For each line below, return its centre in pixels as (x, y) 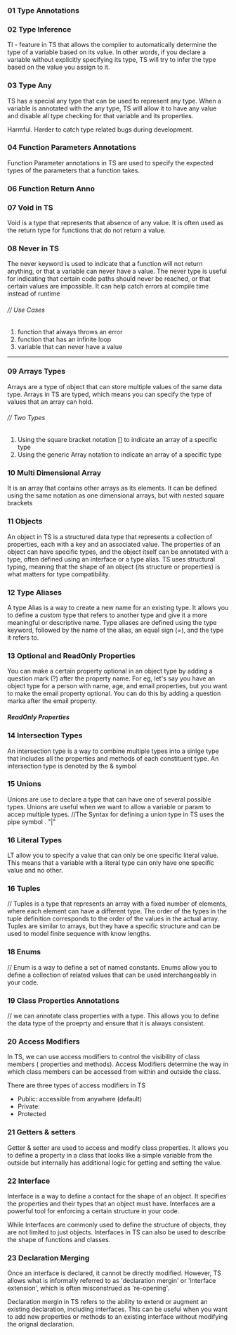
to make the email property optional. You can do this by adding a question (114, 694)
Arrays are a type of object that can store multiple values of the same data (115, 386)
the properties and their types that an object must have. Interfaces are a (111, 1203)
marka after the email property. (52, 701)
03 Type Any (30, 85)
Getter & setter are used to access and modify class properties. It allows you (118, 1147)
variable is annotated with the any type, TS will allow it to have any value (112, 108)
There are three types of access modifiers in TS (77, 1085)
